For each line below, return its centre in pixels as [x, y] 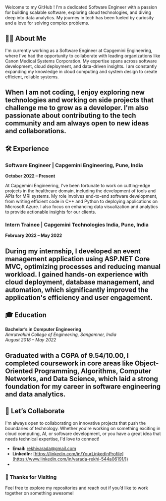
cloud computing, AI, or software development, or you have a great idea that [83, 434]
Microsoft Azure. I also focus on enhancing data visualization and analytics [82, 206]
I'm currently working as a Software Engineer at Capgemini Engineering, [79, 50]
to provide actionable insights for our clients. [51, 212]
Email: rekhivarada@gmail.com [44, 448]
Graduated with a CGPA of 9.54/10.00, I [67, 356]
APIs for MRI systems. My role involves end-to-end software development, [81, 196]
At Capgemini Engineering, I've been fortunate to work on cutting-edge [78, 185]
